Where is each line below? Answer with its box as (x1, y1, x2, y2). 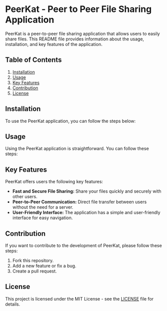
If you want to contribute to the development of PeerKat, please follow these (5, 243, 162, 248)
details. (5, 301, 20, 307)
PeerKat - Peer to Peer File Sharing (5, 3, 152, 15)
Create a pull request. (12, 268, 57, 274)
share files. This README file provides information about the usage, (5, 36, 145, 42)
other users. (12, 194, 37, 200)
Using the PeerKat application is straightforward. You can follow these (5, 146, 149, 152)
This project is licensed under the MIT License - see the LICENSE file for (5, 296, 154, 302)
